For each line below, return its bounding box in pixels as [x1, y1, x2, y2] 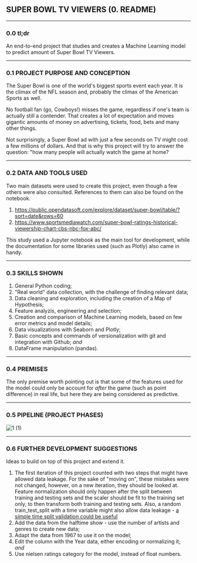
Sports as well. [6, 95, 42, 102]
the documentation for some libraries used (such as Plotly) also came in [6, 242, 180, 249]
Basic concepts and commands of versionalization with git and [14, 332, 166, 339]
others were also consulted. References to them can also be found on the [6, 188, 184, 196]
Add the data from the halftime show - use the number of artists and [14, 519, 180, 526]
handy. [6, 249, 23, 256]
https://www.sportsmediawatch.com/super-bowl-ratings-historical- [14, 219, 178, 226]
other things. [6, 125, 37, 132]
